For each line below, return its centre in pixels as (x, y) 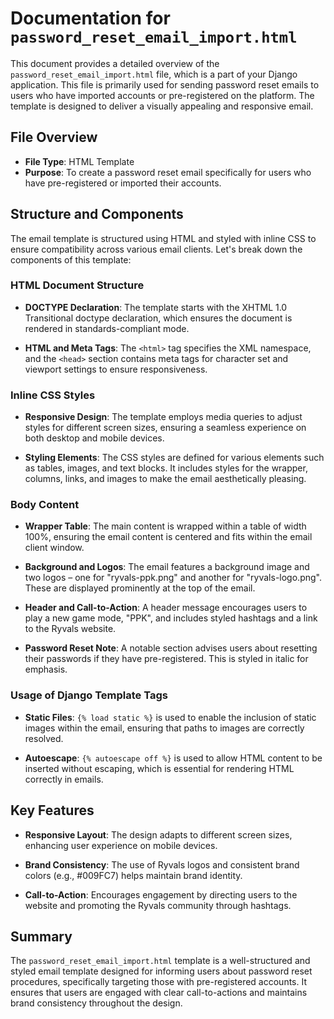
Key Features (52, 810)
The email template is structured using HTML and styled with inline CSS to (163, 238)
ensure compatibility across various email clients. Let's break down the (156, 249)
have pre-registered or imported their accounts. (123, 183)
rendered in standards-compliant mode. (107, 328)
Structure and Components (97, 214)
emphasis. (46, 669)
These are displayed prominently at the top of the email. (140, 588)
